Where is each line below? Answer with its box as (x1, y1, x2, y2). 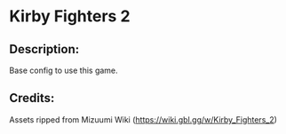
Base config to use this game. (9, 65, 118, 75)
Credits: (9, 91, 55, 106)
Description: (9, 42, 80, 57)
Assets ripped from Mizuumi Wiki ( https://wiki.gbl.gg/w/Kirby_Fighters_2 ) (9, 114, 278, 125)
